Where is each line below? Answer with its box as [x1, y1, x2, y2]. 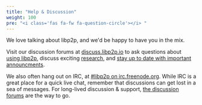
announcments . [6, 61, 45, 68]
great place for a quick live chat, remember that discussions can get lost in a [6, 79, 196, 86]
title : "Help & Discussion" [6, 8, 77, 15]
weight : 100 [6, 14, 36, 21]
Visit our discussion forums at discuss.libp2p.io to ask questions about [6, 48, 182, 56]
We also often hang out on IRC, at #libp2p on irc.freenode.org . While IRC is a [6, 73, 197, 80]
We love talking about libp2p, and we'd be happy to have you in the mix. [6, 37, 185, 44]
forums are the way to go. [6, 92, 71, 100]
